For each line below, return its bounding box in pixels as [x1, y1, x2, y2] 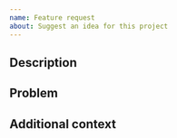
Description [9, 55, 77, 70]
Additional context [9, 116, 116, 132]
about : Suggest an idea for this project [9, 22, 169, 31]
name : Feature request [9, 13, 95, 23]
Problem [9, 86, 59, 101]
